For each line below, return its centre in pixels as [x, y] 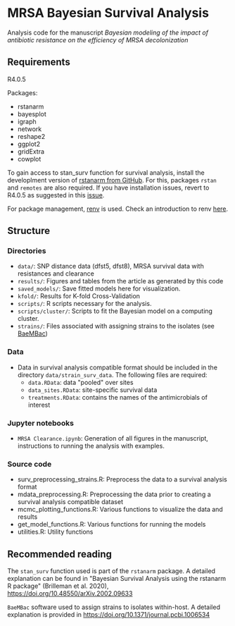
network [30, 129]
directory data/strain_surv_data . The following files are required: [112, 374]
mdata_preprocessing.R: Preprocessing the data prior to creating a [114, 494]
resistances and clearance [56, 274]
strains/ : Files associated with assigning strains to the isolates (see [116, 326]
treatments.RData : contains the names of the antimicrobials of [118, 397]
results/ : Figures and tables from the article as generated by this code [120, 281]
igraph [27, 121]
